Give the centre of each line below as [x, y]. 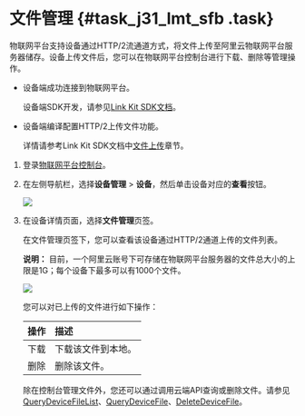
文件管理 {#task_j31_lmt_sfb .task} [142, 19]
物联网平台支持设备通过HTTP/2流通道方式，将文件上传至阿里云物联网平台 [148, 45]
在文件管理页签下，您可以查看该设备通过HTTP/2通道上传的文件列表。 [152, 239]
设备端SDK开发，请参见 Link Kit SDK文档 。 [102, 106]
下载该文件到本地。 [95, 349]
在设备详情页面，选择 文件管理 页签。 [90, 220]
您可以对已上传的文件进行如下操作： [90, 306]
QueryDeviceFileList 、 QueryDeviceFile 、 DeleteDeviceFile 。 [135, 401]
